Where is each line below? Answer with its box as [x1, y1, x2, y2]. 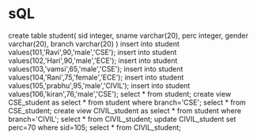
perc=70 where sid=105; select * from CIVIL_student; [8, 123, 182, 132]
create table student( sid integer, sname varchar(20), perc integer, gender [8, 31, 249, 40]
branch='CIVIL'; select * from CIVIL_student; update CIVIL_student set [8, 114, 236, 123]
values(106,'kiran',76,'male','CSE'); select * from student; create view [8, 89, 232, 98]
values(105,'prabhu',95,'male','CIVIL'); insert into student [8, 80, 191, 90]
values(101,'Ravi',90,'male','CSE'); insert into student [8, 47, 177, 57]
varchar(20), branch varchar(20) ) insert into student [8, 39, 180, 48]
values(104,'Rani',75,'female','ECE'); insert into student [8, 72, 184, 82]
